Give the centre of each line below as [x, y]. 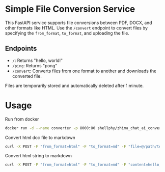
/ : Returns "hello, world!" [37, 60]
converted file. [27, 76]
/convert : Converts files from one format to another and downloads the [84, 71]
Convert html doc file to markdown [40, 137]
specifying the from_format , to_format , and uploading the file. [67, 33]
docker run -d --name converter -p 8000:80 [50, 128]
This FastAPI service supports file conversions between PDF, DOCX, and [79, 23]
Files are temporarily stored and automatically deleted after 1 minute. [74, 86]
